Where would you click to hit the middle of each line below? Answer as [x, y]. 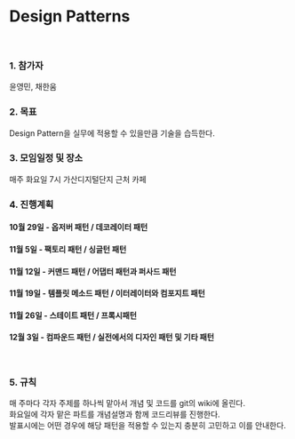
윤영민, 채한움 [33, 87]
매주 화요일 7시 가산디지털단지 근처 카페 [78, 179]
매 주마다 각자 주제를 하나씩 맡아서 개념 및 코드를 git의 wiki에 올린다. [128, 403]
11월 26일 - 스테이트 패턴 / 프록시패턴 [73, 315]
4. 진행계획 [32, 204]
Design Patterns [70, 16]
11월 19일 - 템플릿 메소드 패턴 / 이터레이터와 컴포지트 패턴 [108, 293]
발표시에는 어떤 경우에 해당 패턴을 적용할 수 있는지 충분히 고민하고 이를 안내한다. [148, 426]
